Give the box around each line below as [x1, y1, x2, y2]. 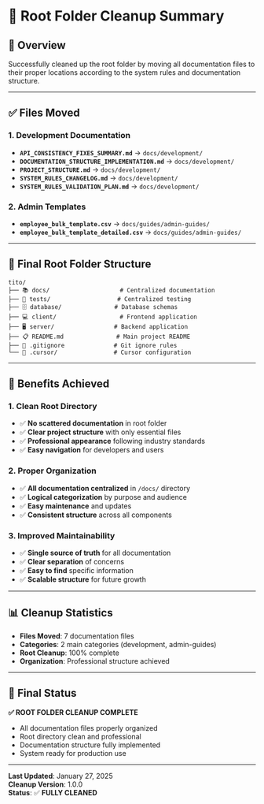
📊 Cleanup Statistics [8, 606, 113, 620]
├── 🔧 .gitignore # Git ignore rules [8, 341, 178, 349]
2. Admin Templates [8, 201, 86, 212]
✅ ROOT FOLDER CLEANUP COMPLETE [8, 707, 139, 717]
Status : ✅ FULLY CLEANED [8, 787, 98, 797]
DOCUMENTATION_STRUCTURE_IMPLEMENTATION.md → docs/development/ [19, 156, 235, 166]
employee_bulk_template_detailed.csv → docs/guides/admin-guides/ [19, 227, 242, 236]
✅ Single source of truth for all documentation [19, 548, 171, 558]
